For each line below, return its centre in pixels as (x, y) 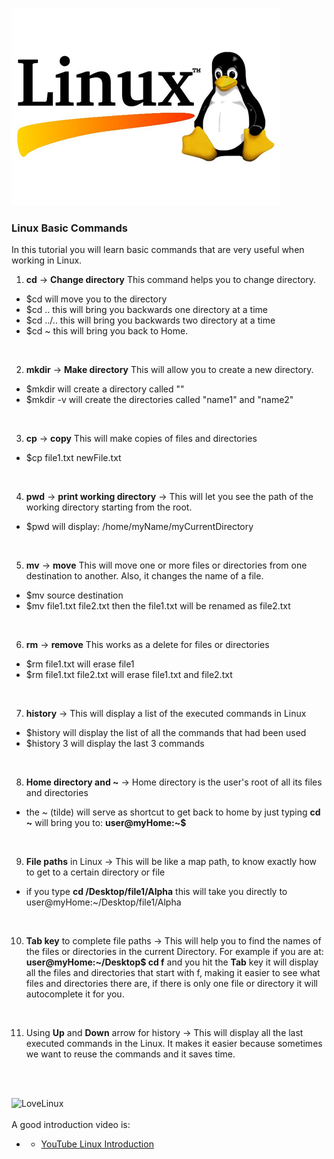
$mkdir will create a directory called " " (105, 389)
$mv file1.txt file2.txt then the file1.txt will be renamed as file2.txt (158, 606)
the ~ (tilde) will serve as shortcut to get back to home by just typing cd (173, 812)
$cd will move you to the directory (96, 299)
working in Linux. (47, 260)
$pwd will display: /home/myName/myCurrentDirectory (139, 527)
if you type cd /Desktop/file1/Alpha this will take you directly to (156, 892)
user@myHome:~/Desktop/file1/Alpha (103, 902)
